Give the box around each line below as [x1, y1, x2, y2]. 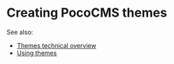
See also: [6, 28, 34, 36]
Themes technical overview [16, 41, 96, 49]
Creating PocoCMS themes [6, 5, 168, 21]
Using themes [16, 49, 57, 57]
